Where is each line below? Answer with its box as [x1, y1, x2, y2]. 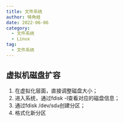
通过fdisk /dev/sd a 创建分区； [14, 101, 86, 109]
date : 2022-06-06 [6, 19, 49, 25]
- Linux [11, 36, 31, 42]
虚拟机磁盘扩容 [6, 70, 61, 80]
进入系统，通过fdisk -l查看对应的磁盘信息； [14, 94, 120, 101]
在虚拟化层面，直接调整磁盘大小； [14, 87, 98, 94]
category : [6, 25, 31, 31]
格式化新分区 [14, 109, 46, 116]
